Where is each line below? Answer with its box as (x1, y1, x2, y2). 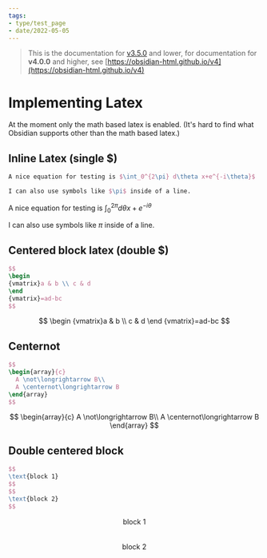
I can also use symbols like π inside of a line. (8, 221, 155, 230)
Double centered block (8, 444, 124, 457)
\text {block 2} (8, 495, 59, 503)
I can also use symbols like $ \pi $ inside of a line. (8, 187, 192, 195)
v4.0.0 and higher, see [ (27, 57, 108, 66)
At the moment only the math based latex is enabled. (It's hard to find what (8, 120, 254, 130)
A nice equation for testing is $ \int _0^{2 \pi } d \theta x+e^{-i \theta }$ (8, 173, 256, 181)
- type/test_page (8, 19, 66, 27)
